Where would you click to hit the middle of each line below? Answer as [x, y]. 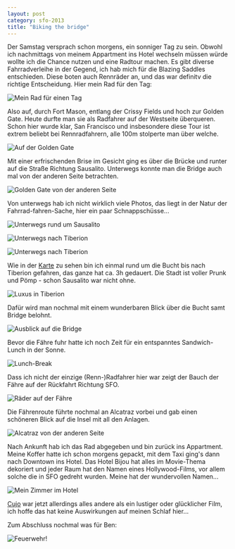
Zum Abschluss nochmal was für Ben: [62, 525]
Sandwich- [198, 343]
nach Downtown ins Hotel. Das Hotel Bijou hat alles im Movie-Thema [107, 462]
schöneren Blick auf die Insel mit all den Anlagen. [78, 419]
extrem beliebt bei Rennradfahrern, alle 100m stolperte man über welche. [113, 134]
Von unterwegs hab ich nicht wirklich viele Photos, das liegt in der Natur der [117, 203]
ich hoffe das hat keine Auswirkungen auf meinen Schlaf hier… [98, 512]
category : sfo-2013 [36, 20]
